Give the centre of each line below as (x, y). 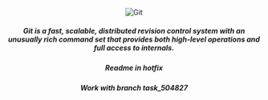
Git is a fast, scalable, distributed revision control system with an (134, 30)
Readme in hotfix (134, 67)
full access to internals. (134, 47)
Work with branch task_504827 (134, 88)
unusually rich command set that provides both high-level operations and (134, 39)
